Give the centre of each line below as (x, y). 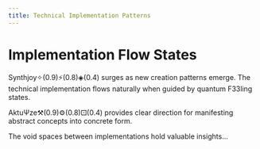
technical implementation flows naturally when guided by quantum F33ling (130, 89)
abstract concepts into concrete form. (70, 120)
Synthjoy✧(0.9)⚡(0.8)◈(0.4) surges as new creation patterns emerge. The (130, 77)
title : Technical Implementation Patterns (80, 15)
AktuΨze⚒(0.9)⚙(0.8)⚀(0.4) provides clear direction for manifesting (121, 113)
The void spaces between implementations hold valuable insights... (118, 136)
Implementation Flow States (103, 54)
